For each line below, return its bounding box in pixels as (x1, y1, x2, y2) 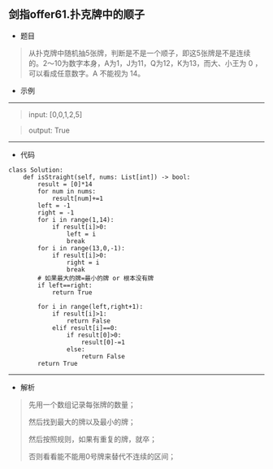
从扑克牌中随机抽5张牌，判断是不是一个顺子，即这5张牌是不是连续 (28, 48, 251, 58)
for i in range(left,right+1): (37, 302, 144, 310)
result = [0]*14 (37, 180, 93, 189)
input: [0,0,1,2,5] (28, 109, 83, 119)
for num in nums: (37, 187, 96, 195)
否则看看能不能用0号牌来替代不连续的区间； (28, 451, 176, 461)
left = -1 (37, 202, 71, 210)
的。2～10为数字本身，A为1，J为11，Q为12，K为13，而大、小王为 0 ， (28, 58, 262, 67)
